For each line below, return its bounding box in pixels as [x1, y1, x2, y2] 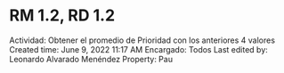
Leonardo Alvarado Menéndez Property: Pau [9, 53, 174, 64]
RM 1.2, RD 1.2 [9, 5, 116, 26]
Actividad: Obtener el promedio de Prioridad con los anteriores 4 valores [9, 35, 276, 45]
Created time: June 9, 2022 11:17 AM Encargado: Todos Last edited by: [9, 44, 269, 54]
